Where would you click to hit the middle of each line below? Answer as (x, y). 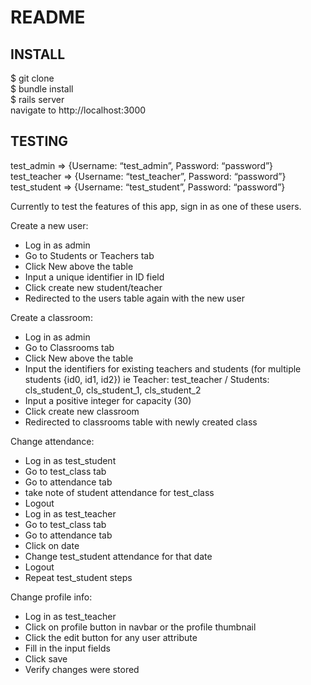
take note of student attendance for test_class (119, 492)
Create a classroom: (51, 317)
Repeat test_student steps (78, 577)
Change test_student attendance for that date (118, 556)
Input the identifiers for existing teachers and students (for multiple (163, 368)
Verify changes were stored (82, 669)
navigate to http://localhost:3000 (78, 110)
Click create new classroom (82, 411)
